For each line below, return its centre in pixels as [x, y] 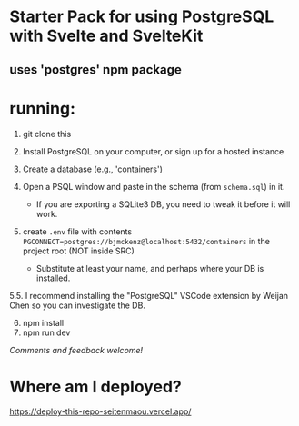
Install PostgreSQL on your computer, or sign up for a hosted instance [153, 151]
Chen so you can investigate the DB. [77, 305]
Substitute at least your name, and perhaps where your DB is [150, 268]
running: [42, 109]
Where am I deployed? [95, 386]
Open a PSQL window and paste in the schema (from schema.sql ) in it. [154, 186]
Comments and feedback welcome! [76, 350]
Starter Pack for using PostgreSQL [142, 17]
